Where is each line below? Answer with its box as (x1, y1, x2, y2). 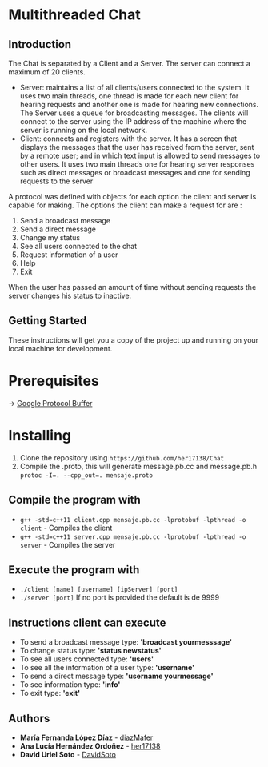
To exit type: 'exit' (19, 689, 81, 698)
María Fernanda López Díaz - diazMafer (19, 733, 154, 742)
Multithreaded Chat (8, 6, 142, 24)
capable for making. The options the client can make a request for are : (8, 200, 242, 210)
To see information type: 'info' (19, 680, 121, 689)
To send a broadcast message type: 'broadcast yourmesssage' (19, 637, 232, 647)
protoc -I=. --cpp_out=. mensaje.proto (19, 471, 154, 480)
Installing (8, 426, 72, 444)
